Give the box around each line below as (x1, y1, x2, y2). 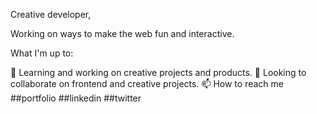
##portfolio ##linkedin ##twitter (10, 92, 142, 104)
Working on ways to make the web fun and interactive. (10, 28, 235, 39)
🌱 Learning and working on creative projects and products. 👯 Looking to (10, 67, 307, 78)
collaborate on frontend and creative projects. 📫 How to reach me (10, 78, 284, 89)
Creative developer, (10, 9, 92, 20)
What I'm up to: (10, 47, 74, 59)
